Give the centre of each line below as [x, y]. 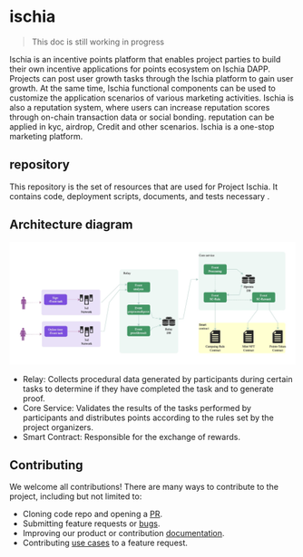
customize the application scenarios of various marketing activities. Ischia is [152, 98]
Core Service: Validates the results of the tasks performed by [137, 408]
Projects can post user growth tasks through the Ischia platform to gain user [151, 78]
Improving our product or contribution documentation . [123, 533]
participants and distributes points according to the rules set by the [148, 418]
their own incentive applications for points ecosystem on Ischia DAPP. [140, 69]
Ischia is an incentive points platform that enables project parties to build [145, 59]
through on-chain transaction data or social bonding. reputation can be [142, 117]
